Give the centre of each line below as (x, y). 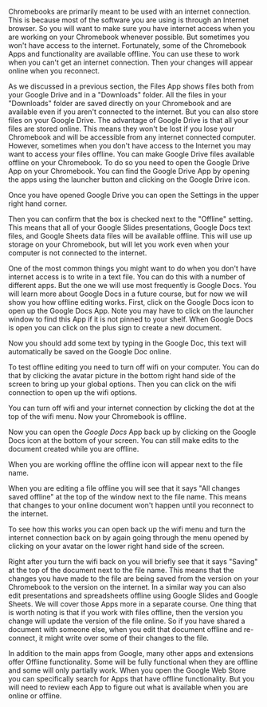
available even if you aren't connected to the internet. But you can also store (133, 112)
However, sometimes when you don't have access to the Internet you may (130, 146)
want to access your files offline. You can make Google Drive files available (132, 154)
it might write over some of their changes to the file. (124, 638)
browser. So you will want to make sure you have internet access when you (132, 28)
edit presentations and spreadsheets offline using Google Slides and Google (133, 595)
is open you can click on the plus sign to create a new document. (115, 328)
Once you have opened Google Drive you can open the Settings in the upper (133, 195)
